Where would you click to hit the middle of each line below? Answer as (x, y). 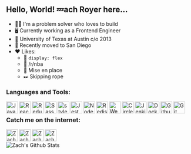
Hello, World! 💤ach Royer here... (67, 10)
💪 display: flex (43, 58)
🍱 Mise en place (43, 70)
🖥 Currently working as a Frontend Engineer (68, 30)
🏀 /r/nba (33, 63)
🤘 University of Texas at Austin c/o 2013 (63, 39)
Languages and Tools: (38, 92)
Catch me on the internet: (43, 120)
